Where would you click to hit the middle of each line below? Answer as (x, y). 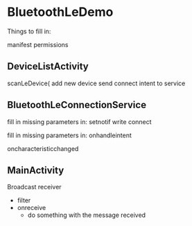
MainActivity (36, 170)
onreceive (32, 208)
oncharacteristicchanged (43, 148)
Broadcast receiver (34, 187)
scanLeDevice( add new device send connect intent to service (96, 83)
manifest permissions (38, 44)
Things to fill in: (29, 31)
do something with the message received (87, 215)
